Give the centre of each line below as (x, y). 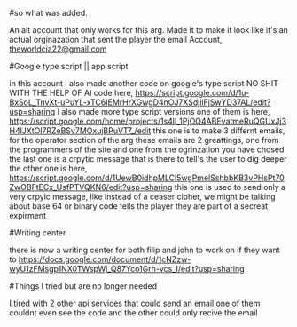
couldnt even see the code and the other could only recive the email (133, 313)
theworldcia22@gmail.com (58, 49)
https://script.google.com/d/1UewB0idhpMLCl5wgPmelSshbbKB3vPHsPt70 (147, 178)
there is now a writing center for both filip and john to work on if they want (145, 250)
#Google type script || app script (69, 66)
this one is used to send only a (230, 187)
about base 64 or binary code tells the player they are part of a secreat (139, 206)
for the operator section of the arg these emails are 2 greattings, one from (144, 140)
